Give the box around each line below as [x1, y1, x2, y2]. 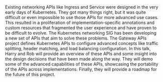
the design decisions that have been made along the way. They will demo [5, 56, 153, 61]
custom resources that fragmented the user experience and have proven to [5, 25, 157, 31]
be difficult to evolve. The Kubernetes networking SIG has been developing [5, 30, 157, 36]
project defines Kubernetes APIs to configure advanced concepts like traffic [5, 41, 159, 46]
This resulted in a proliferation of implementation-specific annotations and [5, 20, 155, 25]
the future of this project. [5, 72, 55, 77]
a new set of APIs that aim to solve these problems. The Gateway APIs [5, 35, 147, 41]
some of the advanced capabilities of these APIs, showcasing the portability [5, 61, 159, 67]
